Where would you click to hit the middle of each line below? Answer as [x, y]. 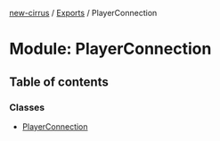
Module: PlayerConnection [110, 49]
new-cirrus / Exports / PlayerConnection [83, 13]
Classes [27, 107]
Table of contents [59, 82]
